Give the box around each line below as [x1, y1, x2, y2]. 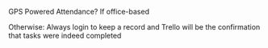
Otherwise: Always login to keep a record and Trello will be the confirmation [8, 22, 261, 31]
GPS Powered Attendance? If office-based [8, 7, 149, 16]
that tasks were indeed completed [8, 31, 122, 40]
